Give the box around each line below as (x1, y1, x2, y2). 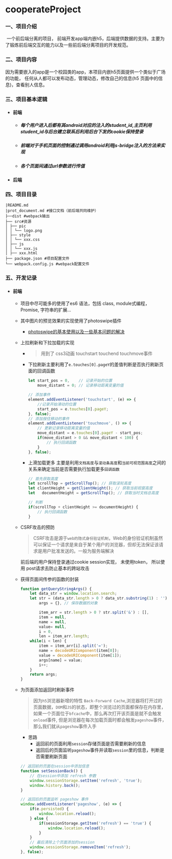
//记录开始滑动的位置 (37, 402, 77, 407)
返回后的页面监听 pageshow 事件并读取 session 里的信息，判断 (35, 747, 160, 753)
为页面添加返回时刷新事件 (20, 687, 75, 693)
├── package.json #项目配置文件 (5, 256, 70, 262)
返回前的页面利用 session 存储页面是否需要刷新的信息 (35, 741, 146, 747)
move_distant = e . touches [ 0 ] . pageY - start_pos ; (37, 431, 143, 436)
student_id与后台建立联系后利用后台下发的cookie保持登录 (20, 128, 144, 135)
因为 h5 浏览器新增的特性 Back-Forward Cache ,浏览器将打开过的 (33, 698, 163, 704)
